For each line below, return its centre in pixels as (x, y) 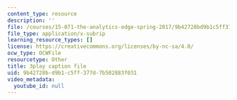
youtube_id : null (39, 86)
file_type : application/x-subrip (56, 33)
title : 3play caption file (47, 66)
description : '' (31, 20)
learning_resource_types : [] (50, 40)
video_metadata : (31, 79)
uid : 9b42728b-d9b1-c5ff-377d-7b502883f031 (72, 73)
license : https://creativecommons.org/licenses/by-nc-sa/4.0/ (101, 46)
